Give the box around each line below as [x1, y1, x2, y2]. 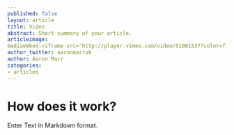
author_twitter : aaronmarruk [7, 49, 92, 56]
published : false [7, 10, 58, 17]
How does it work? [7, 98, 117, 114]
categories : [7, 62, 42, 69]
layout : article [7, 17, 54, 24]
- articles [7, 68, 39, 75]
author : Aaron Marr [7, 56, 64, 63]
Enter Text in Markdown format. [7, 121, 98, 129]
